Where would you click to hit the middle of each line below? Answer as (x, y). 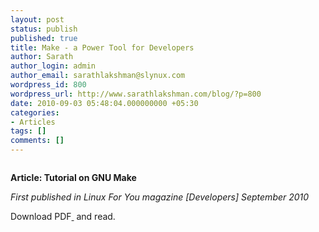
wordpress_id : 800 (48, 85)
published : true (44, 38)
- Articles (33, 122)
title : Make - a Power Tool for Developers (102, 47)
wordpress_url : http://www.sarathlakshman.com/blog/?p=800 (136, 94)
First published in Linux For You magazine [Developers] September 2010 (160, 197)
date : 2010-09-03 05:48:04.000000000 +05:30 (104, 103)
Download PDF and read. (63, 216)
